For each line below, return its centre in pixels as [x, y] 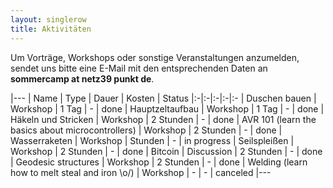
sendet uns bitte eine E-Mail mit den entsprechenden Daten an [139, 68]
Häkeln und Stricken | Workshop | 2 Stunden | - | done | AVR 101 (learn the [163, 119]
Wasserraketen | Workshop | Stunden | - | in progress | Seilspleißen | [152, 140]
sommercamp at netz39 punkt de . [82, 78]
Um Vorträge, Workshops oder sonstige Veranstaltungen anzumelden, [155, 57]
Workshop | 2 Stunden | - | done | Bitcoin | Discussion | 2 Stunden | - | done [166, 151]
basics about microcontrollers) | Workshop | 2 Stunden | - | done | [146, 130]
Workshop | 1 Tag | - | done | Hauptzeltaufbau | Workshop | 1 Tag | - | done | [167, 108]
